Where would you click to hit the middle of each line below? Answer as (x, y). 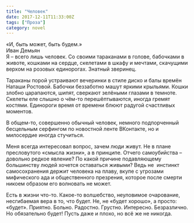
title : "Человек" (27, 11)
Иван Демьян (23, 51)
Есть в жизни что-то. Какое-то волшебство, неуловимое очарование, (93, 195)
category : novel (26, 28)
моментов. (20, 111)
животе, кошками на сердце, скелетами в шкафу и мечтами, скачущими (97, 63)
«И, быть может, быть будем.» (44, 44)
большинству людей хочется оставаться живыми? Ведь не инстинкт (93, 165)
